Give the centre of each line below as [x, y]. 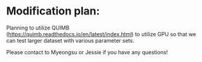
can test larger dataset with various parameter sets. [70, 40]
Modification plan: [53, 11]
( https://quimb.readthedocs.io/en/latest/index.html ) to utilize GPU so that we [101, 34]
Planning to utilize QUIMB [38, 28]
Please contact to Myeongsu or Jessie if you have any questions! [87, 52]
